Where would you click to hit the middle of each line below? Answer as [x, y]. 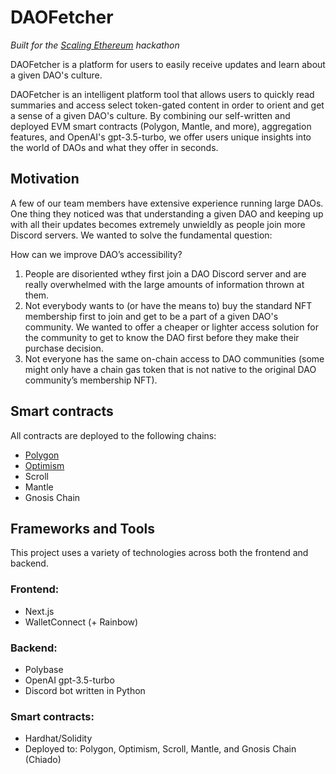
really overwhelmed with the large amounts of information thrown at [164, 284]
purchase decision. [64, 348]
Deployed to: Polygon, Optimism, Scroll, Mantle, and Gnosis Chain [160, 749]
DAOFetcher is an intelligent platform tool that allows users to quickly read [162, 94]
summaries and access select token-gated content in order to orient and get [167, 105]
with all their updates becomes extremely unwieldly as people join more [158, 224]
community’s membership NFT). [91, 380]
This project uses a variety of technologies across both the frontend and [159, 553]
